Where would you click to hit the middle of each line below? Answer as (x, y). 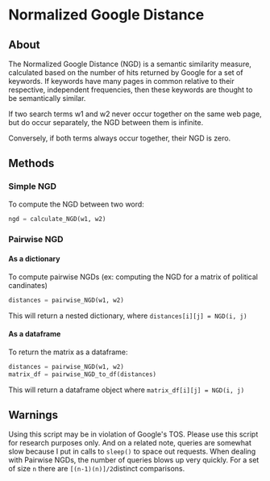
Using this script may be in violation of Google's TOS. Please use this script (133, 434)
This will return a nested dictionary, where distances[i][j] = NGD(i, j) (128, 316)
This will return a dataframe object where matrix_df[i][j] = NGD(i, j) (127, 390)
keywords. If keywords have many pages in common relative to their (122, 81)
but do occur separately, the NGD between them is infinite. (106, 122)
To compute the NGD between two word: (77, 204)
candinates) (28, 285)
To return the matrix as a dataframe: (68, 352)
